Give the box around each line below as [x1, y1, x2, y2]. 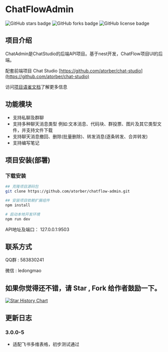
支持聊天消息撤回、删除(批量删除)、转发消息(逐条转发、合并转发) [12, 133, 148, 140]
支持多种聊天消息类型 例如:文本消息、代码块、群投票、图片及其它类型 [12, 120, 157, 127]
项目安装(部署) [5, 156, 51, 164]
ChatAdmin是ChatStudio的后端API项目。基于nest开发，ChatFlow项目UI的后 [5, 51, 163, 57]
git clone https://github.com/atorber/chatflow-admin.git [5, 189, 130, 194]
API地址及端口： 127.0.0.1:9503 [5, 226, 70, 232]
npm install [5, 202, 30, 208]
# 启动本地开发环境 [5, 211, 40, 217]
